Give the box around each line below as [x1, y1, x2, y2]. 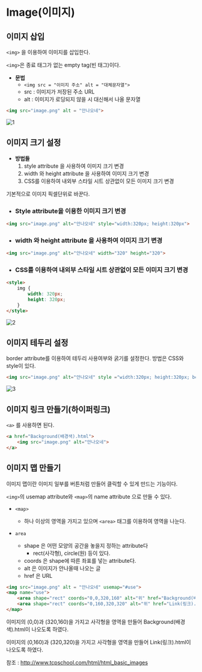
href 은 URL [23, 572, 53, 579]
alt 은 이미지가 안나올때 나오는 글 [23, 565, 101, 572]
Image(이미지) [6, 5, 75, 19]
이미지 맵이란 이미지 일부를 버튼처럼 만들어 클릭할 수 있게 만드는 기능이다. [6, 480, 178, 487]
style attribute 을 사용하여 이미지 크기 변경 [23, 162, 124, 170]
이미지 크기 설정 [6, 138, 61, 148]
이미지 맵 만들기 [6, 463, 61, 474]
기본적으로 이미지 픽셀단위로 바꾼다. [6, 190, 90, 197]
